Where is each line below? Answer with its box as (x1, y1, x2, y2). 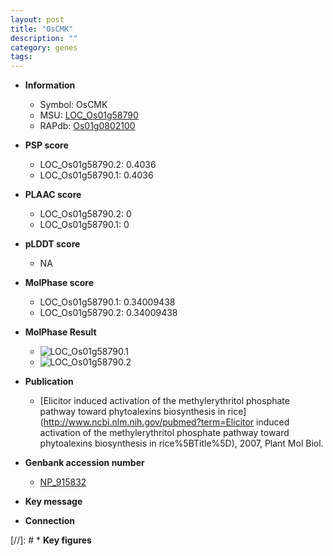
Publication (24, 376, 74, 388)
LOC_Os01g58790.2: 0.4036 (39, 159, 157, 171)
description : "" (10, 33, 78, 43)
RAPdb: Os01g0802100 (39, 120, 136, 132)
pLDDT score (24, 238, 81, 250)
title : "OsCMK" (10, 24, 74, 34)
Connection (24, 515, 75, 527)
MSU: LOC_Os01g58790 (39, 109, 139, 121)
